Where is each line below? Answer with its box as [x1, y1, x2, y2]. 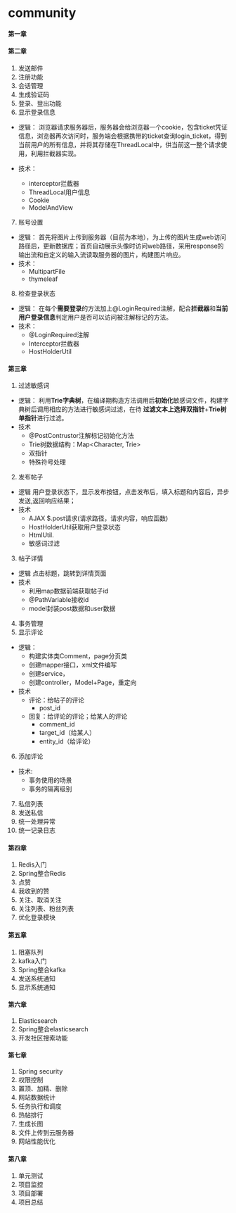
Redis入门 [18, 860, 48, 869]
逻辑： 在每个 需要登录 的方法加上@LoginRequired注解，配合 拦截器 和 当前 [18, 304, 228, 313]
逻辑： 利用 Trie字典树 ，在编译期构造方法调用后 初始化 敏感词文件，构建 [18, 396, 223, 405]
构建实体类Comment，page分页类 [28, 652, 128, 660]
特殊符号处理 [28, 458, 66, 466]
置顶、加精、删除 [18, 1084, 68, 1093]
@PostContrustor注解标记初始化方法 [28, 432, 134, 440]
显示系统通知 [18, 983, 55, 991]
